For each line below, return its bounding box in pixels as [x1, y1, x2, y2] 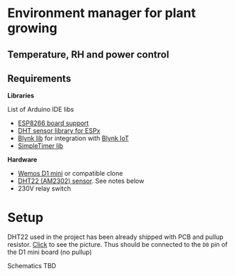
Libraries [7, 91, 34, 100]
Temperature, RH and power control [7, 48, 169, 60]
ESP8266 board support [17, 119, 89, 127]
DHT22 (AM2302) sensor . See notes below [17, 176, 145, 186]
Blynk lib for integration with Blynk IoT [17, 134, 130, 143]
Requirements [7, 73, 71, 85]
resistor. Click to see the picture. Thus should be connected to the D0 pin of [7, 240, 228, 249]
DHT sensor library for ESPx [17, 127, 101, 135]
